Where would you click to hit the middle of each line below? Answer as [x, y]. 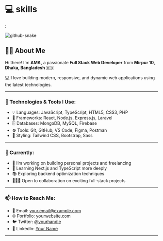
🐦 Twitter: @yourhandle [37, 222]
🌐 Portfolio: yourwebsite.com [41, 216]
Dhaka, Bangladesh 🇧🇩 [30, 68]
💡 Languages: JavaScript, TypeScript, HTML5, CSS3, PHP [70, 112]
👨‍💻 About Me [25, 51]
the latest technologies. [28, 85]
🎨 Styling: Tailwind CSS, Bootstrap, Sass [52, 136]
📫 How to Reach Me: [30, 198]
